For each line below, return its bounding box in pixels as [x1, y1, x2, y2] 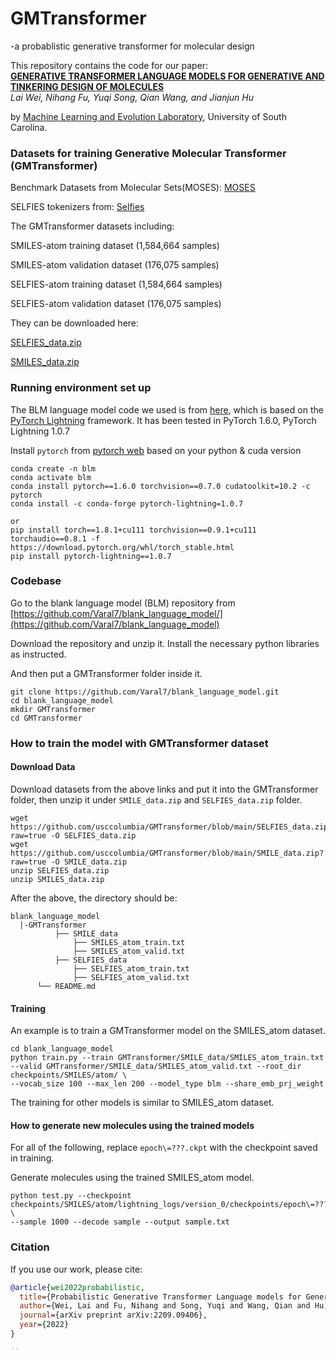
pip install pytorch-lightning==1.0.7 [10, 551, 172, 561]
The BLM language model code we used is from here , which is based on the [10, 403, 324, 416]
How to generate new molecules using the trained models [10, 1119, 255, 1131]
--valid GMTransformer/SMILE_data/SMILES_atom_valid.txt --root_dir [10, 1062, 302, 1072]
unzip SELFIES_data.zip [10, 865, 110, 876]
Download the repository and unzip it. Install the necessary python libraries [10, 637, 320, 649]
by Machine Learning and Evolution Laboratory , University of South [10, 110, 287, 122]
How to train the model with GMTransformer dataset [10, 736, 269, 750]
